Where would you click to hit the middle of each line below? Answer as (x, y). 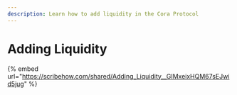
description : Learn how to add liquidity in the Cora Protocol (103, 14)
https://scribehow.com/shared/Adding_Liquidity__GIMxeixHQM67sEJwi (126, 76)
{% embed (23, 69)
